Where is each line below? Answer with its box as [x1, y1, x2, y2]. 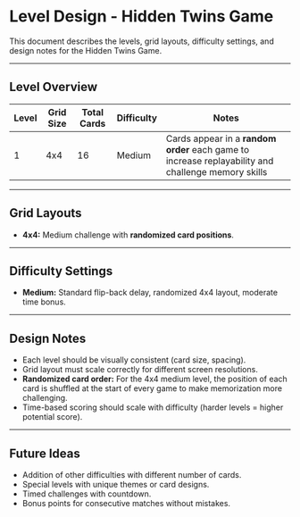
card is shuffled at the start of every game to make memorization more [21, 383, 283, 394]
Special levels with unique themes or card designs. [21, 479, 210, 489]
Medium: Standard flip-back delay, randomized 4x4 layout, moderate [21, 288, 279, 298]
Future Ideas [9, 446, 80, 461]
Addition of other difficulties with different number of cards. [21, 470, 242, 479]
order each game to [165, 143, 250, 155]
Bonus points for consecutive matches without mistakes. [21, 498, 230, 508]
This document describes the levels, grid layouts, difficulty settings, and [9, 36, 274, 46]
